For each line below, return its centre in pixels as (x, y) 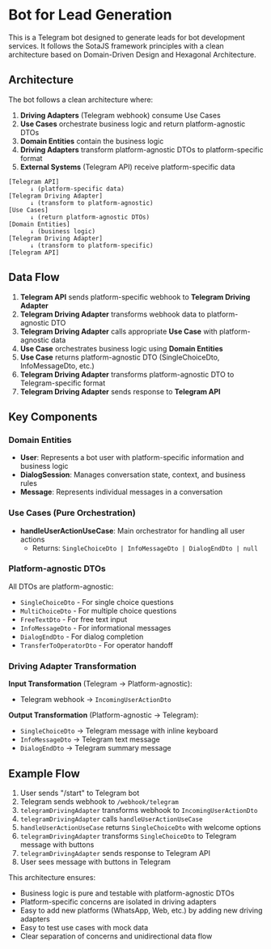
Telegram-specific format (63, 383)
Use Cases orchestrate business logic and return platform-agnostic (133, 124)
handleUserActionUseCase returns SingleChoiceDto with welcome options (140, 827)
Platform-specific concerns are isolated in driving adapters (118, 901)
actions (32, 539)
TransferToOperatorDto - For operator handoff (97, 645)
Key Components (53, 417)
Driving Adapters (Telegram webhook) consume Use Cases (120, 115)
